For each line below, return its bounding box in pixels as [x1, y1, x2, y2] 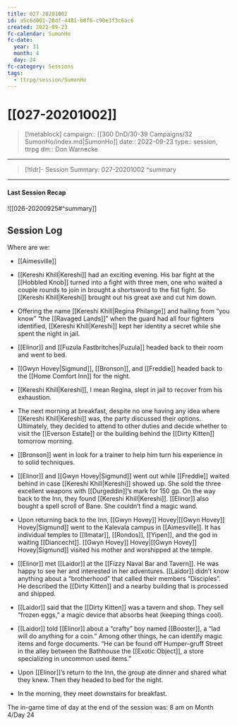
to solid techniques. [17, 458, 75, 467]
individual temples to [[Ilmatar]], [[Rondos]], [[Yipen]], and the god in [17, 531, 218, 539]
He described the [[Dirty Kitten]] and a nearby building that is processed [17, 582, 229, 591]
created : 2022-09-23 [7, 23, 68, 30]
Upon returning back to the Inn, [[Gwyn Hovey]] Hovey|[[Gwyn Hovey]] [17, 516, 225, 524]
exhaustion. [17, 393, 51, 402]
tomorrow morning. [17, 437, 74, 446]
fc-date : [7, 37, 33, 44]
